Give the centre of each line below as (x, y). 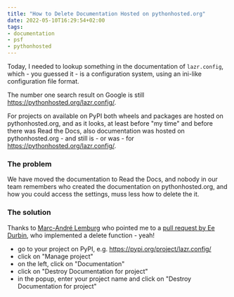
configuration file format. (43, 81)
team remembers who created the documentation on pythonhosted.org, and (117, 187)
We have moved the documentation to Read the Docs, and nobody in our (112, 179)
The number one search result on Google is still (76, 95)
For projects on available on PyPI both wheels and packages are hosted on (115, 116)
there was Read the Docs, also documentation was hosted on (96, 131)
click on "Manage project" (55, 256)
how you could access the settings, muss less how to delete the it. (103, 194)
